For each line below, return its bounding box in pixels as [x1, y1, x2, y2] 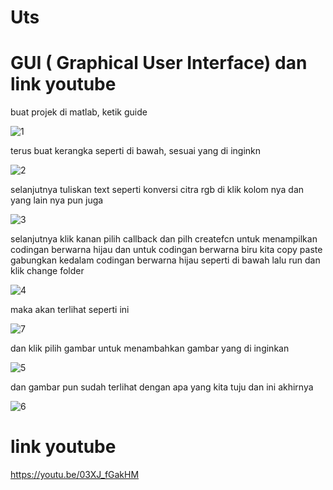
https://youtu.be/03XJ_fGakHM [10, 469, 140, 481]
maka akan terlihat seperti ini [10, 304, 130, 316]
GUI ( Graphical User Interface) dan [10, 52, 308, 75]
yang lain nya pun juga [10, 194, 104, 206]
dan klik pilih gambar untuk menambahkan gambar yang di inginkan [10, 342, 290, 355]
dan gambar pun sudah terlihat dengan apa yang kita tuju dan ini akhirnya [10, 381, 314, 393]
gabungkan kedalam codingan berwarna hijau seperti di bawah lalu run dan [10, 254, 321, 266]
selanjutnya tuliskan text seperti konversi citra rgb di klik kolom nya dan [10, 184, 305, 196]
